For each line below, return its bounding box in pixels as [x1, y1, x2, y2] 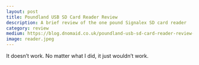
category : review [6, 25, 49, 31]
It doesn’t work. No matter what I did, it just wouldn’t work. [6, 53, 149, 59]
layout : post [6, 8, 38, 15]
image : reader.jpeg [6, 36, 54, 42]
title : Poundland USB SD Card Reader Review [6, 14, 118, 20]
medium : [6, 31, 25, 37]
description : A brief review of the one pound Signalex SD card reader [6, 19, 187, 25]
